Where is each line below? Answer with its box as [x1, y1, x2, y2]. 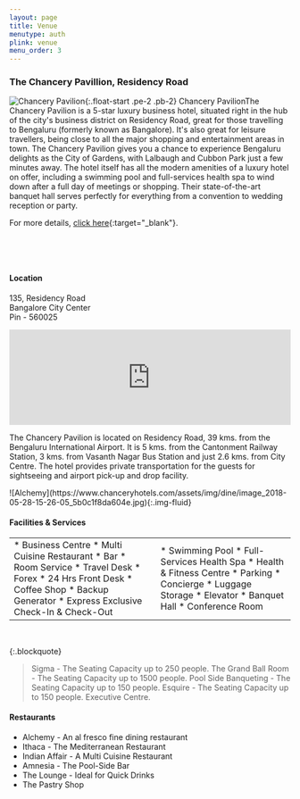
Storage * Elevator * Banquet [160, 588, 284, 601]
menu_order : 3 [9, 46, 62, 55]
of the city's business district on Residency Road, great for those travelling [9, 115, 284, 126]
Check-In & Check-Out [13, 605, 113, 618]
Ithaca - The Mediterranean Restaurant [21, 742, 166, 753]
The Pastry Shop [21, 779, 85, 790]
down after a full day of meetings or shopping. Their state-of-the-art [9, 181, 262, 192]
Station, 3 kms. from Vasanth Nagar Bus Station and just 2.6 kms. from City [9, 451, 286, 462]
